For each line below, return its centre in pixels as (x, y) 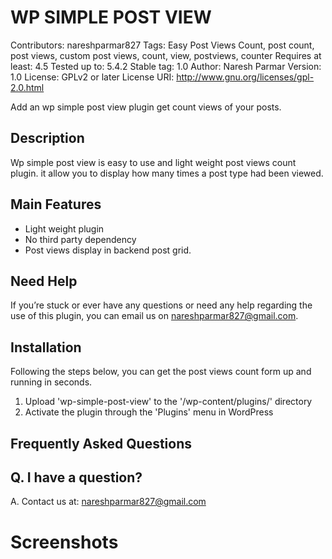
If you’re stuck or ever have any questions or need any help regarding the (161, 305)
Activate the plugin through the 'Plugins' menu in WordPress (149, 412)
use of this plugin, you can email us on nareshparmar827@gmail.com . (154, 316)
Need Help (44, 281)
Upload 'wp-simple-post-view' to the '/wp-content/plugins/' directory (168, 402)
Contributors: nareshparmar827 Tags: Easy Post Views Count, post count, (162, 45)
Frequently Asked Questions (101, 443)
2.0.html (27, 87)
